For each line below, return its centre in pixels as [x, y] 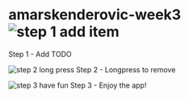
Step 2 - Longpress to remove [126, 69]
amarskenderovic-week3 [95, 15]
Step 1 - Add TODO [40, 54]
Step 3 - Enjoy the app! [108, 85]
